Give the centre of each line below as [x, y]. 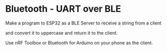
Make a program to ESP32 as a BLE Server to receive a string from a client [83, 23]
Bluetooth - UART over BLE [63, 9]
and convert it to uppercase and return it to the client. [62, 33]
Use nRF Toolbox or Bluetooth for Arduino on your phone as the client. [79, 43]
